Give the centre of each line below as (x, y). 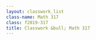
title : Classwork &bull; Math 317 (48, 28)
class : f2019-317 (27, 22)
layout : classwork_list (35, 11)
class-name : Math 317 (32, 17)
